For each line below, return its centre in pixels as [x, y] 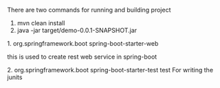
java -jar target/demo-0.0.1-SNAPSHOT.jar [77, 30]
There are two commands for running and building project [89, 10]
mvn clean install [41, 23]
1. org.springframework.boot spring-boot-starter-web [83, 43]
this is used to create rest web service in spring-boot [82, 57]
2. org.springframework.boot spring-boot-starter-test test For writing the [110, 70]
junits [15, 77]
